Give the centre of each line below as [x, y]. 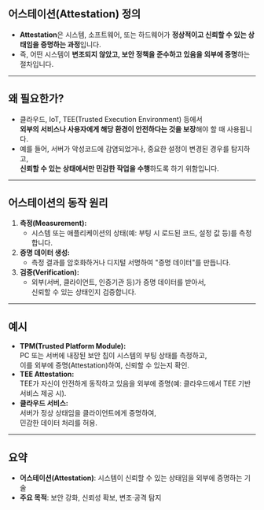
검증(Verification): [49, 272]
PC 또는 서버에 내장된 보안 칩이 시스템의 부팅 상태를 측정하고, [113, 356]
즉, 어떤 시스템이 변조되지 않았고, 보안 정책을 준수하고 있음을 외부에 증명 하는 [135, 54]
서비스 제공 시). [43, 394]
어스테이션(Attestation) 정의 [75, 14]
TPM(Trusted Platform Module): [73, 346]
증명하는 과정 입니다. [71, 44]
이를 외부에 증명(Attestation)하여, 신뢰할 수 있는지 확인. [104, 365]
